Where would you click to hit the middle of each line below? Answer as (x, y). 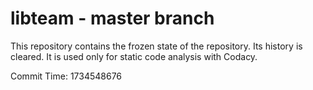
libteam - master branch (112, 18)
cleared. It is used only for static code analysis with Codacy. (134, 56)
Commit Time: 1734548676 (66, 76)
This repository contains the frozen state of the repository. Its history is (156, 46)
